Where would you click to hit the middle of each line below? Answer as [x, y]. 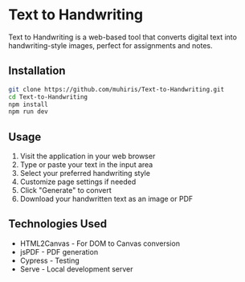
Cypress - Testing [50, 260]
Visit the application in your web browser [88, 156]
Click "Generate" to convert [66, 190]
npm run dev [28, 112]
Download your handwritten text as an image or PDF [106, 199]
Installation [37, 71]
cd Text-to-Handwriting [48, 97]
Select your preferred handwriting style [85, 174]
